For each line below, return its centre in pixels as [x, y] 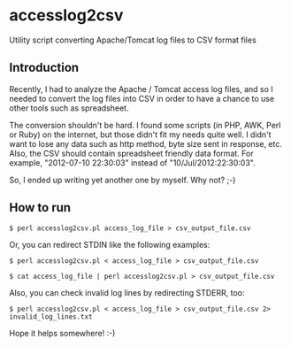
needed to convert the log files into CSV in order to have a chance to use [142, 98]
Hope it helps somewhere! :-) [62, 333]
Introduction [44, 68]
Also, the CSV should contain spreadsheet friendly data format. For [131, 153]
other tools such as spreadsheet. [69, 108]
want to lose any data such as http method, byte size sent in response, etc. [146, 143]
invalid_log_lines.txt [51, 316]
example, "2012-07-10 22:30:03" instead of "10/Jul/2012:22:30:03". [132, 162]
